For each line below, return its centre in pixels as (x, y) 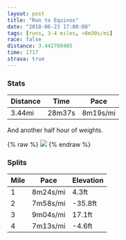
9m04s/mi (49, 215)
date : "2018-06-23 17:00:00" (49, 26)
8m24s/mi (49, 192)
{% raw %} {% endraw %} (49, 145)
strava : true (26, 59)
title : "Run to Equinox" (43, 20)
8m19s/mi (99, 113)
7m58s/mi (49, 204)
